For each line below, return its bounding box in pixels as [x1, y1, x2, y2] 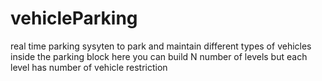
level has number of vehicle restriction [10, 61, 168, 73]
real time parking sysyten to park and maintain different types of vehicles [10, 40, 312, 52]
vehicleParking [10, 7, 138, 30]
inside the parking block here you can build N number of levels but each [10, 50, 308, 62]
